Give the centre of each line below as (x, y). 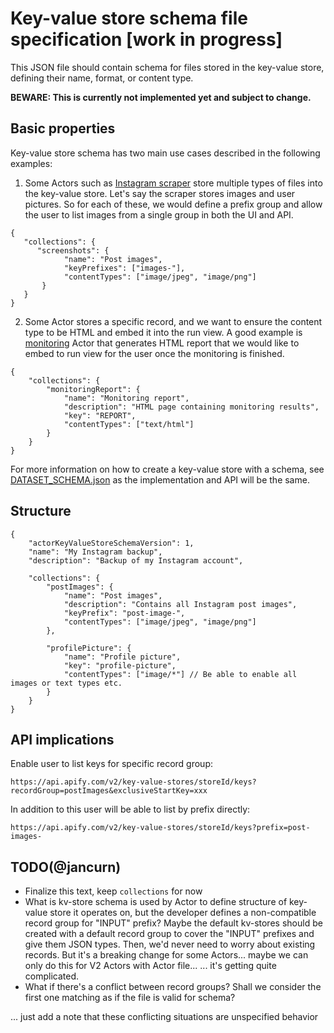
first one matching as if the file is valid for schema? (130, 998)
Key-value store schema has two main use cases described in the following (165, 153)
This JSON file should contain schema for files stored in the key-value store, (167, 67)
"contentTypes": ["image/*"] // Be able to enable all (180, 674)
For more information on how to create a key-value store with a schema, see (167, 469)
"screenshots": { (73, 250)
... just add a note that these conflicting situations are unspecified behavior (164, 1017)
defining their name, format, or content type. (102, 78)
